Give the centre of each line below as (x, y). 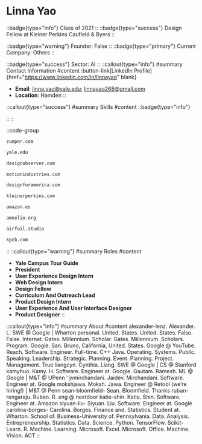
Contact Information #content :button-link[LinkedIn (69, 70)
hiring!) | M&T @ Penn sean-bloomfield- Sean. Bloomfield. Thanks (88, 390)
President (27, 269)
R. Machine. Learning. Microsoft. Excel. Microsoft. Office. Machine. (106, 429)
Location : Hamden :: (40, 95)
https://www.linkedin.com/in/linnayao (71, 77)
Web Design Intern (39, 282)
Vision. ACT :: (23, 435)
